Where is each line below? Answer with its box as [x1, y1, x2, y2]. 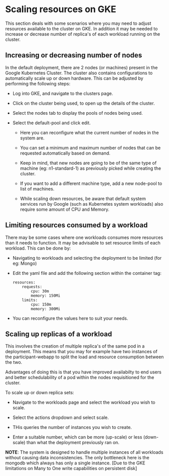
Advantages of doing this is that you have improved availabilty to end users [5, 369, 161, 375]
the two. [5, 359, 23, 365]
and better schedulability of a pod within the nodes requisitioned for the [5, 374, 154, 380]
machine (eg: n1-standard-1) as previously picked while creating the [20, 165, 161, 171]
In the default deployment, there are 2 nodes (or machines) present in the [5, 64, 158, 70]
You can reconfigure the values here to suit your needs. [12, 315, 129, 321]
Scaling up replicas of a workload [5, 329, 112, 338]
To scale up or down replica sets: [5, 390, 74, 396]
